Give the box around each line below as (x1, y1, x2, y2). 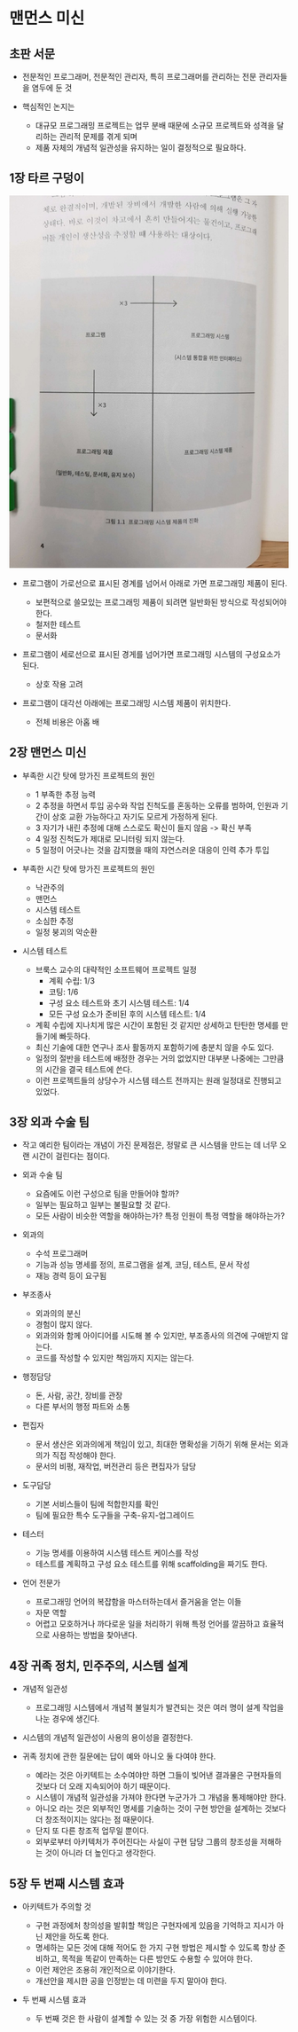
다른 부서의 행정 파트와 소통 (35, 1401, 130, 1412)
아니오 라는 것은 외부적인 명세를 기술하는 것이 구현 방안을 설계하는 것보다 (35, 1803, 286, 1814)
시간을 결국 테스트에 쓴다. (44, 1063, 133, 1074)
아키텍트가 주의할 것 (21, 1902, 91, 1912)
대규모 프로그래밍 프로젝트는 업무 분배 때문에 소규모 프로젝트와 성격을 (35, 121, 275, 130)
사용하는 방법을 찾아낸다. (51, 1629, 137, 1641)
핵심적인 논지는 (21, 101, 75, 112)
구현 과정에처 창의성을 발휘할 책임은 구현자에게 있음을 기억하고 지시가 (35, 1920, 275, 1931)
